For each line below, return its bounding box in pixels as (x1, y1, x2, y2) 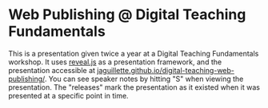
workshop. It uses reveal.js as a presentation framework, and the (8, 57, 222, 67)
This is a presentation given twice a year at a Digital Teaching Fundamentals (8, 48, 259, 58)
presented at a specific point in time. (8, 91, 130, 100)
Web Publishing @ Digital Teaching (8, 6, 246, 24)
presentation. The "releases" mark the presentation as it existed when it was (8, 82, 260, 92)
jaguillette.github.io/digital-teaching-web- (97, 65, 234, 75)
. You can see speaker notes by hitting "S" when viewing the (44, 74, 244, 83)
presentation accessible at (8, 65, 96, 75)
